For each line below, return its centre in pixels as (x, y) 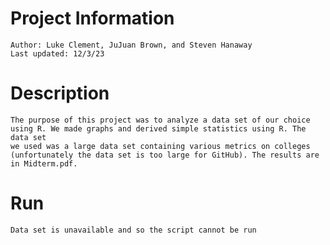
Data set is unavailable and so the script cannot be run (133, 230)
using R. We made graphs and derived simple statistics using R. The (158, 128)
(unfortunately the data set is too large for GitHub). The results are (165, 155)
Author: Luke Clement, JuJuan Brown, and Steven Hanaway (131, 45)
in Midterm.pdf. (44, 163)
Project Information (92, 18)
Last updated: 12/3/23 (57, 53)
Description (60, 93)
